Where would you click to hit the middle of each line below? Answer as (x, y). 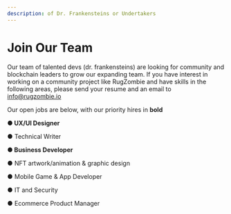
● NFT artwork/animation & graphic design (68, 163)
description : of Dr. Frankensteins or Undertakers (82, 13)
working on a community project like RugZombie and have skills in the (107, 81)
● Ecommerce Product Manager (54, 203)
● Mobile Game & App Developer (55, 176)
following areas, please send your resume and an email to (89, 89)
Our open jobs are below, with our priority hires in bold (85, 109)
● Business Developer (40, 150)
